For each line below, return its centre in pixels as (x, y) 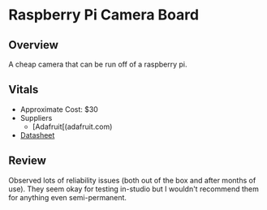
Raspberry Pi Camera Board (104, 15)
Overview (34, 45)
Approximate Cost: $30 (59, 109)
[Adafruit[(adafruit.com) (72, 126)
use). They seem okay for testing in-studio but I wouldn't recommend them (134, 189)
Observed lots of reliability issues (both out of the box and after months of (132, 180)
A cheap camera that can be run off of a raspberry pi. (98, 64)
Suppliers (36, 118)
